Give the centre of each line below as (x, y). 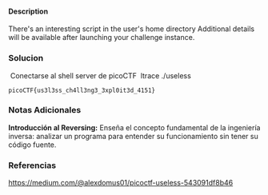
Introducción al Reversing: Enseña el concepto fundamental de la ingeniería (134, 127)
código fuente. (32, 145)
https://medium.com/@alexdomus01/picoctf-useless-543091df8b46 (121, 183)
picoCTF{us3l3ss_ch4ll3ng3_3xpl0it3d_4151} (82, 90)
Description (28, 11)
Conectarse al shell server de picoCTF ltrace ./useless (101, 75)
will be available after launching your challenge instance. (102, 38)
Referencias (32, 165)
